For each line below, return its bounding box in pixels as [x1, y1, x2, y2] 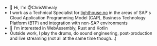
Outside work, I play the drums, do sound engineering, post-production [9, 31, 153, 36]
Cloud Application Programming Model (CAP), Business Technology [9, 15, 146, 20]
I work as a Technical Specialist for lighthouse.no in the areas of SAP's [9, 10, 151, 15]
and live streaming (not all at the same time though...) [9, 35, 117, 41]
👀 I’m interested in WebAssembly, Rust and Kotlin [9, 25, 108, 31]
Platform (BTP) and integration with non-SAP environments [9, 20, 128, 26]
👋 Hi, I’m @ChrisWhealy [9, 5, 57, 10]
